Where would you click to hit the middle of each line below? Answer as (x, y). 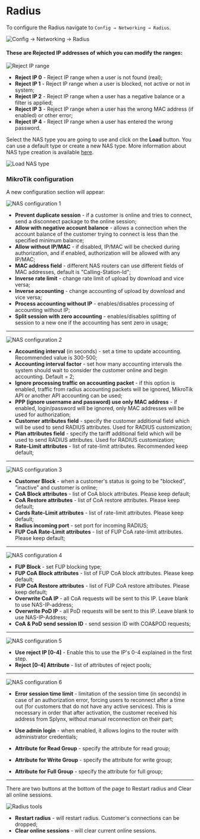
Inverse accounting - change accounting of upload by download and (100, 291)
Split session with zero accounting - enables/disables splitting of (96, 316)
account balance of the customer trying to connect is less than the (96, 234)
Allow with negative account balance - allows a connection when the (101, 228)
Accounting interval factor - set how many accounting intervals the (98, 364)
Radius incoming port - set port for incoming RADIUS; (82, 526)
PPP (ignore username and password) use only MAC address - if (96, 402)
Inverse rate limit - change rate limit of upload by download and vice (99, 279)
